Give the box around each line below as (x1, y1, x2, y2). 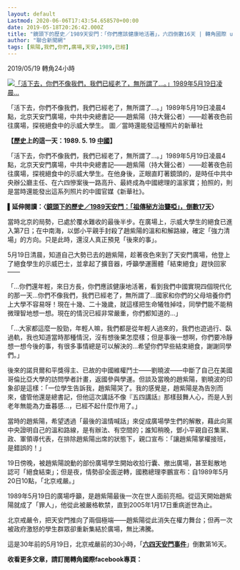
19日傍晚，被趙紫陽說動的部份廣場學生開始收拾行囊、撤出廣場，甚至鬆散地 (7, 459, 227, 467)
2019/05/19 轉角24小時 (7, 64, 75, 72)
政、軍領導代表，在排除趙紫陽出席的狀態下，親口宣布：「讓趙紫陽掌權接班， (7, 434, 230, 443)
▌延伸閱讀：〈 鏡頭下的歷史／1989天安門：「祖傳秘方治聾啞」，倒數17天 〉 (7, 203, 218, 210)
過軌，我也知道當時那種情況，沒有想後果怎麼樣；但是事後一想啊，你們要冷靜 (7, 333, 233, 341)
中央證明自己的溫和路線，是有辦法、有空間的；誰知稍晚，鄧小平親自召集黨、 (7, 426, 233, 434)
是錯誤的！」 (7, 444, 45, 452)
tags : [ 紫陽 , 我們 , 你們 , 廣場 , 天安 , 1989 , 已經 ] (7, 44, 129, 51)
